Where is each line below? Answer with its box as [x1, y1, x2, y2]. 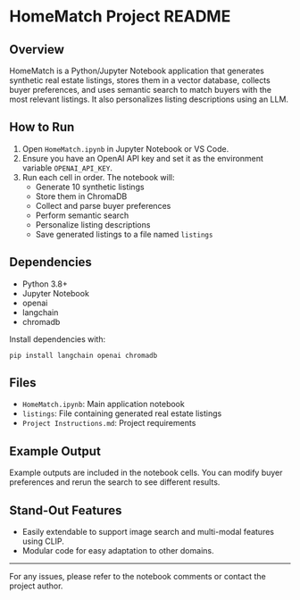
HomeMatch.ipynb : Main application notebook [21, 399, 185, 410]
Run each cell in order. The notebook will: [21, 171, 176, 182]
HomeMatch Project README [9, 6, 231, 27]
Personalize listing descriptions [35, 219, 151, 229]
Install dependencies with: [9, 333, 106, 345]
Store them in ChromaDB [35, 190, 128, 202]
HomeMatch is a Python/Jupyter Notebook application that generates [9, 65, 265, 76]
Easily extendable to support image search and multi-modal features [21, 527, 275, 537]
